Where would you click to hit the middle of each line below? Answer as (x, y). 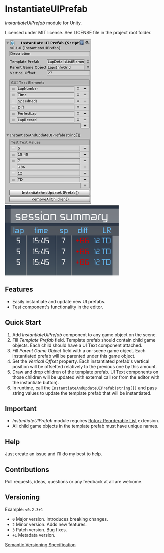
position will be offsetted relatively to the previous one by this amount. (84, 366)
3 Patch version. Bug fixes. (40, 530)
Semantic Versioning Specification (40, 545)
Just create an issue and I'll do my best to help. (54, 454)
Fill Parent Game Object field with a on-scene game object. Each (79, 350)
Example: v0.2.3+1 (24, 509)
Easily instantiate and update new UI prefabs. (59, 301)
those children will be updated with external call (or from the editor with (86, 377)
